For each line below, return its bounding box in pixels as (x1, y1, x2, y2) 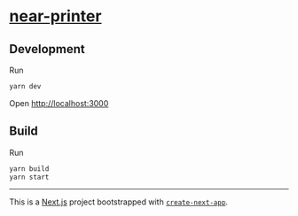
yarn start (9, 173, 50, 181)
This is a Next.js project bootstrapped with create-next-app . (9, 197, 229, 207)
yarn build (9, 164, 50, 174)
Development (9, 42, 86, 57)
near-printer (9, 6, 102, 27)
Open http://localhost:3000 (9, 97, 109, 108)
